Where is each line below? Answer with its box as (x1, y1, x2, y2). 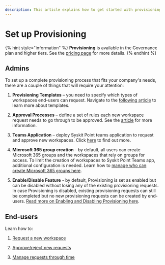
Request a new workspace (12, 235, 66, 241)
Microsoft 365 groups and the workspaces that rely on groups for (12, 152, 145, 158)
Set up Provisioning (5, 28, 87, 39)
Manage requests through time (12, 254, 75, 260)
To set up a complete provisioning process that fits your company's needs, (5, 77, 157, 83)
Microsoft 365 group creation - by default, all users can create (12, 147, 141, 153)
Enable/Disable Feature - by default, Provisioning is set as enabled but (12, 177, 156, 183)
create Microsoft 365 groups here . (12, 168, 82, 174)
